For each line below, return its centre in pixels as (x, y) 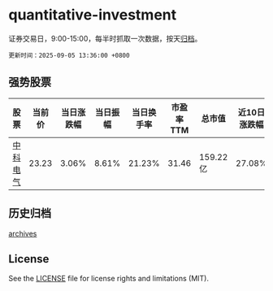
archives (23, 233)
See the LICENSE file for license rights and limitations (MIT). (109, 279)
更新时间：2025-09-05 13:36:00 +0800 (69, 55)
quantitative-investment (93, 15)
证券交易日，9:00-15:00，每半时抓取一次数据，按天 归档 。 (105, 38)
